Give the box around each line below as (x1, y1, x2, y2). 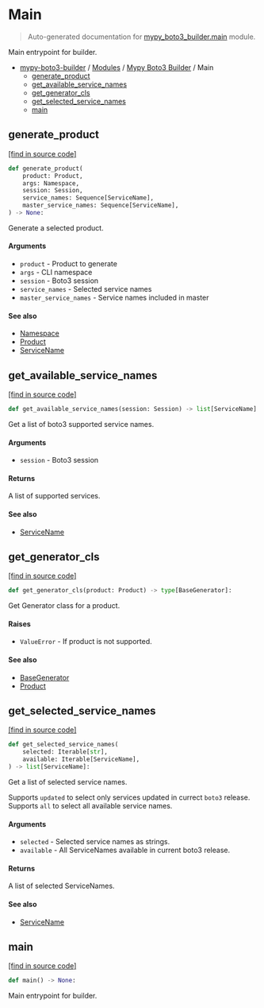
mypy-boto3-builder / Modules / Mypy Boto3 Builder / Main (19, 62, 214, 72)
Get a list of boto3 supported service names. (8, 419, 155, 428)
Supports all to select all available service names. (8, 801, 173, 810)
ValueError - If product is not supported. (19, 637, 152, 646)
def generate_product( (8, 165, 83, 173)
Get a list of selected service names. (8, 777, 128, 786)
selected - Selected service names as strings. (19, 837, 170, 847)
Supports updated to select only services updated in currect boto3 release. (8, 793, 251, 802)
